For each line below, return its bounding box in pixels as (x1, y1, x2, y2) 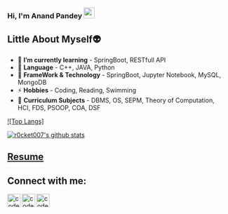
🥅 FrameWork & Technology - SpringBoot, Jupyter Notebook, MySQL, (17, 70, 222, 79)
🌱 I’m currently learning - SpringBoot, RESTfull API (17, 55, 166, 64)
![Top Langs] (7, 116, 44, 126)
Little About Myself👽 (7, 34, 102, 46)
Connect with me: (7, 175, 87, 187)
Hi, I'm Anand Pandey (7, 11, 83, 20)
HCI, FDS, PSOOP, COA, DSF (17, 103, 101, 112)
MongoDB (17, 78, 47, 86)
